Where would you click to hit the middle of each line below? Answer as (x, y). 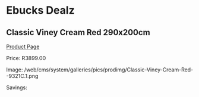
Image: (15, 70)
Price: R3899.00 (26, 58)
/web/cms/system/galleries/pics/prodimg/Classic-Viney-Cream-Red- (109, 70)
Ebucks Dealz (41, 10)
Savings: (17, 87)
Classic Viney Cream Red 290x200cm (78, 32)
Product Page (23, 46)
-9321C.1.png (22, 76)
